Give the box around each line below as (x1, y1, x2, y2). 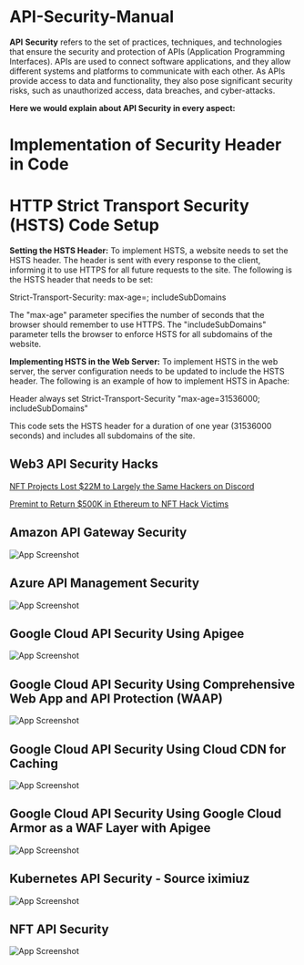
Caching (9, 755, 59, 771)
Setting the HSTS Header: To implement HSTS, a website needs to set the (9, 245, 289, 256)
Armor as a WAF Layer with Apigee (9, 820, 211, 836)
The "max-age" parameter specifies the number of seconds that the (9, 310, 265, 321)
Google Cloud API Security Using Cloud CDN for (9, 741, 287, 757)
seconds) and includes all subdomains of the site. (9, 430, 196, 441)
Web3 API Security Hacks (9, 457, 159, 472)
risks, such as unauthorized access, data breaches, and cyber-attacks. (9, 85, 276, 96)
